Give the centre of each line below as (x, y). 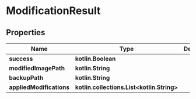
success (21, 59)
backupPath (26, 78)
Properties (26, 33)
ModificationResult (53, 11)
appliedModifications (39, 87)
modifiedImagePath (37, 68)
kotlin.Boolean (95, 59)
